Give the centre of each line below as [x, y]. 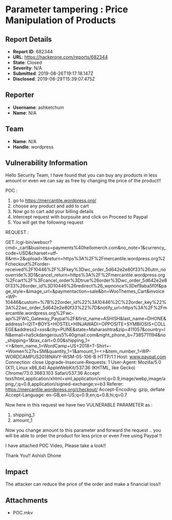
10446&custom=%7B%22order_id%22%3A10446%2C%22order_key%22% [86, 302]
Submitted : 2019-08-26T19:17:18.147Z [53, 73]
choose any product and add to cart [51, 206]
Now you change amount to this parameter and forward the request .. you [83, 430]
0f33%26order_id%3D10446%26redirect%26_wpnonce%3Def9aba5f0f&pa [86, 286]
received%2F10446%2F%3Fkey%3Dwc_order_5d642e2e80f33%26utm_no [86, 269]
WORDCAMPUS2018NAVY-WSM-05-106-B [51, 357]
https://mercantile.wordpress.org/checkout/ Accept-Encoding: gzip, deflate [85, 390]
